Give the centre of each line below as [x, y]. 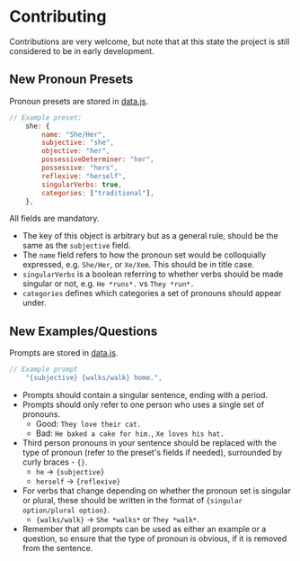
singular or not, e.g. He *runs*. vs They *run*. [108, 284]
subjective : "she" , [78, 143]
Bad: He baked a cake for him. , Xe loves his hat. [130, 433]
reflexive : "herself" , [84, 176]
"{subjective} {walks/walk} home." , [94, 378]
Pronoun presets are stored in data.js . [79, 101]
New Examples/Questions [84, 331]
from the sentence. [57, 547]
